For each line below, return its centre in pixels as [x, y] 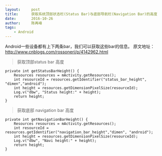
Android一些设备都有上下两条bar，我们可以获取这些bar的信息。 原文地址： [80, 46]
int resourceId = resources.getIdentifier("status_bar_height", [80, 79]
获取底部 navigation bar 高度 [45, 110]
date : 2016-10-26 [29, 18]
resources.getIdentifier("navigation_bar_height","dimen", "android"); [79, 132]
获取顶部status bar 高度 [40, 62]
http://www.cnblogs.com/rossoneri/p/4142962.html [57, 52]
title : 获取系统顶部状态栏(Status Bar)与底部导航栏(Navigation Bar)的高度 [81, 14]
